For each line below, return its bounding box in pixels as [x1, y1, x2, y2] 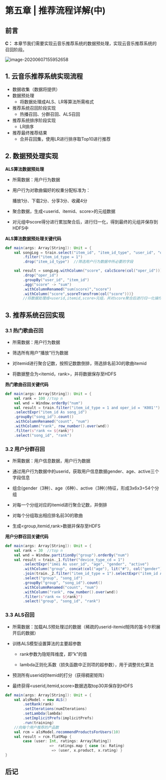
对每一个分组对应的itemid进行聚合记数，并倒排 [12, 501, 108, 507]
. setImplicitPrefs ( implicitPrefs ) [23, 716, 94, 721]
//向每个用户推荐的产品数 [14, 725, 59, 730]
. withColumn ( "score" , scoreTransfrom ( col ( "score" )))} [23, 291, 134, 296]
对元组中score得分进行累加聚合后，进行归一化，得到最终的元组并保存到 [12, 218, 158, 224]
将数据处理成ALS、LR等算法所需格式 [19, 98, 94, 105]
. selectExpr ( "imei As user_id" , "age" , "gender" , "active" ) [23, 562, 149, 567]
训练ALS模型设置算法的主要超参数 [12, 640, 82, 646]
